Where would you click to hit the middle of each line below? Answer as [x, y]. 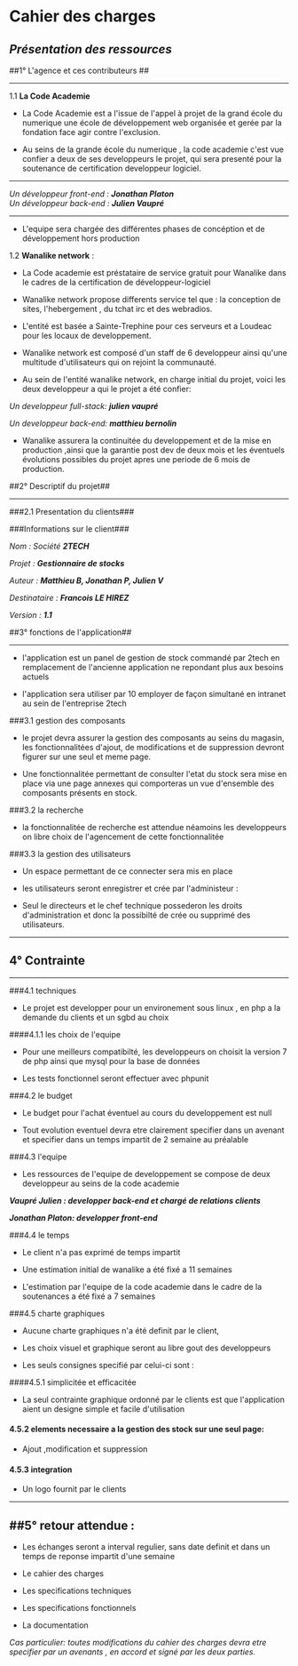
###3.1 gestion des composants [67, 721]
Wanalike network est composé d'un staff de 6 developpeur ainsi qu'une [155, 352]
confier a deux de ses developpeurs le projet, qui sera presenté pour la [152, 159]
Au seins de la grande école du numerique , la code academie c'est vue [153, 149]
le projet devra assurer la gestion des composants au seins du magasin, [153, 738]
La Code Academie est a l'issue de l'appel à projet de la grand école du [152, 113]
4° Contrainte [47, 961]
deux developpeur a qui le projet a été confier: [106, 389]
